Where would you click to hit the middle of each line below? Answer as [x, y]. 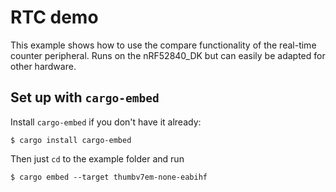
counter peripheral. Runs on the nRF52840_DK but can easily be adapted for [168, 55]
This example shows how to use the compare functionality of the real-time [163, 45]
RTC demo [54, 17]
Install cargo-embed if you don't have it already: [106, 122]
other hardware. [43, 66]
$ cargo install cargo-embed [71, 140]
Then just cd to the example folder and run [97, 158]
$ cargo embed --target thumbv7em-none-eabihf [109, 177]
